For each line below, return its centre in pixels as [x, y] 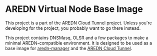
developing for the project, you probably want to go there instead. [73, 28]
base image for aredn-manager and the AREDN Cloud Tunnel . [69, 48]
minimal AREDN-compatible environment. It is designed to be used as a [79, 43]
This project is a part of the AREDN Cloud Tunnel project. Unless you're [79, 23]
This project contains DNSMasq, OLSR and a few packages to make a [77, 38]
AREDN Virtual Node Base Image [74, 9]
